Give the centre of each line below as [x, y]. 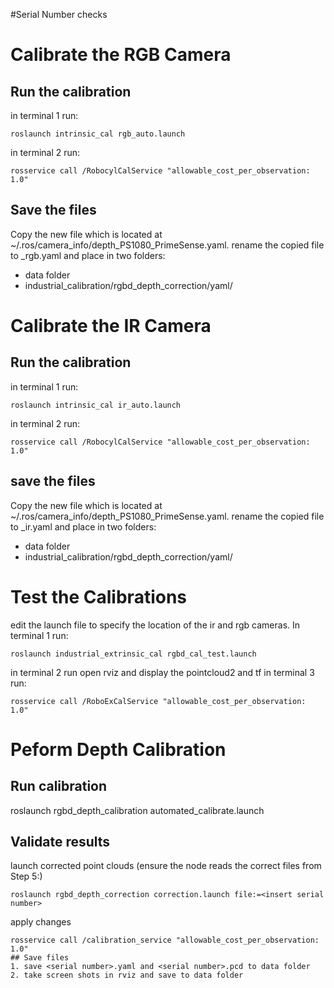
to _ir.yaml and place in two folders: [83, 526]
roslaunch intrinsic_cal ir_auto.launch [96, 405]
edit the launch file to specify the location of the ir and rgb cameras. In [155, 625]
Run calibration [59, 786]
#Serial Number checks [59, 14]
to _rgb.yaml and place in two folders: [88, 255]
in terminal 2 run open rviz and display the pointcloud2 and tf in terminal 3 [162, 672]
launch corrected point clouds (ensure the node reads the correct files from [166, 866]
